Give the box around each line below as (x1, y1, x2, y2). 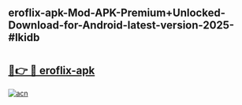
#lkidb (8, 31, 40, 44)
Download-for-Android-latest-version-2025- (8, 19, 235, 32)
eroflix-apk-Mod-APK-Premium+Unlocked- (8, 6, 226, 20)
